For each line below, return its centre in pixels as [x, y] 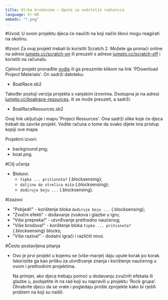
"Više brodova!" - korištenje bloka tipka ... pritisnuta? [72, 226]
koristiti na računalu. [26, 59]
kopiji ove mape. [22, 129]
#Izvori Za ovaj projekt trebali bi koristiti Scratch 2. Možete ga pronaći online [84, 49]
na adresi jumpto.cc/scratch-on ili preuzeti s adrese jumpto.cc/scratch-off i [83, 54]
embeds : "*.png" [22, 19]
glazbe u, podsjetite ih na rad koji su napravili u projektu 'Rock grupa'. [84, 281]
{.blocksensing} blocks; [37, 231]
